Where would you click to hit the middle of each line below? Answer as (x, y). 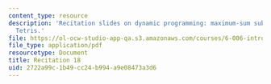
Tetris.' (30, 30)
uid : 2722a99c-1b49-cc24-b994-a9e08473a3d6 (83, 68)
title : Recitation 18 (45, 61)
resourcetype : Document (48, 53)
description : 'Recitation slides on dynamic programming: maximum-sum (129, 23)
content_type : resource (48, 16)
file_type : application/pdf (56, 46)
